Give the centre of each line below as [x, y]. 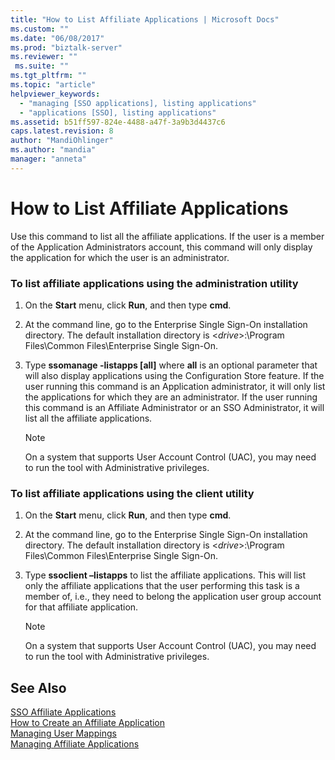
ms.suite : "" [42, 66]
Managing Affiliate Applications [75, 744]
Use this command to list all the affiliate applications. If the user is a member [167, 236]
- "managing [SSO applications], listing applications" [138, 103]
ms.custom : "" [40, 29]
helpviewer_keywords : [55, 94]
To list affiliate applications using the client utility [132, 493]
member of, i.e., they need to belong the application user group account [173, 597]
